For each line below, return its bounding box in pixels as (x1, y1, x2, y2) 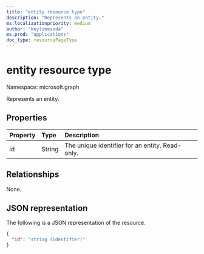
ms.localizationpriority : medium (6, 20, 91, 26)
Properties (6, 113, 47, 123)
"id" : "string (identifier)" (12, 236, 86, 243)
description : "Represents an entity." (6, 15, 104, 21)
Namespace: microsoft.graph (6, 83, 80, 91)
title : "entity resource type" (6, 9, 86, 15)
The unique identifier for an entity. (64, 141, 162, 149)
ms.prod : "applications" (6, 32, 69, 38)
